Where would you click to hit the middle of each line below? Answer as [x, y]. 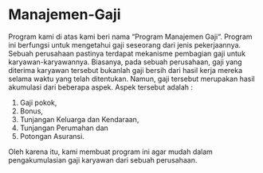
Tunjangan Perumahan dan [64, 128]
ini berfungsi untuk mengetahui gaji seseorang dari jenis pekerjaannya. [125, 44]
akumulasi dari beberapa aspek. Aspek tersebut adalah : [101, 87]
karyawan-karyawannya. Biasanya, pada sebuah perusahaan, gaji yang [125, 62]
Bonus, [31, 111]
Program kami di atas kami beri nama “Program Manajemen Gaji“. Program [130, 37]
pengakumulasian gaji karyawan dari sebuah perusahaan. [103, 160]
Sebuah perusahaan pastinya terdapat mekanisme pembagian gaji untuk [127, 53]
